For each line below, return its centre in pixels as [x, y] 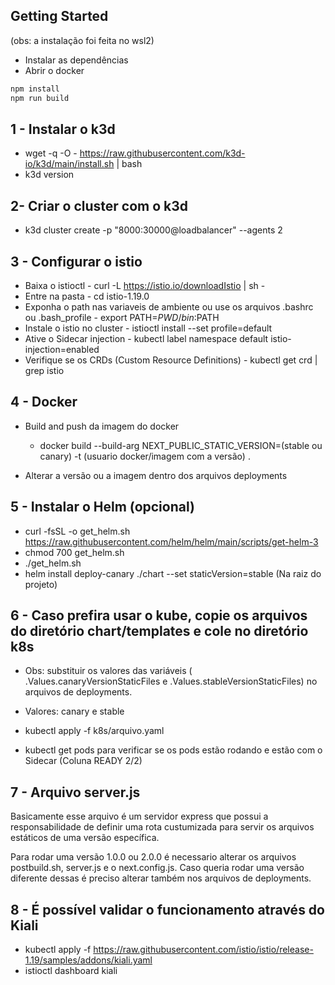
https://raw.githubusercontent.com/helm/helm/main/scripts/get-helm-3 [171, 541]
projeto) [41, 584]
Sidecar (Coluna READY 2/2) [83, 761]
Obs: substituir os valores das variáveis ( [108, 671]
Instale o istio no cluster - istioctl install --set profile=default [148, 328]
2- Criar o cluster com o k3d [99, 205]
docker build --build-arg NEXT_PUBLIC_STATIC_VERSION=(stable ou [181, 445]
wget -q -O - [51, 153]
